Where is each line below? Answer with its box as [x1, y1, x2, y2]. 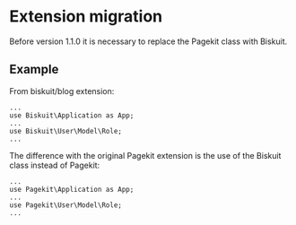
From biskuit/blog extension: [9, 85, 115, 96]
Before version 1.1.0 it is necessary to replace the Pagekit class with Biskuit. [9, 36, 288, 47]
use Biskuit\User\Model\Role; [9, 126, 123, 135]
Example [9, 62, 59, 77]
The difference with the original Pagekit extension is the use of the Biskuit [9, 150, 282, 160]
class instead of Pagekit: [9, 160, 100, 170]
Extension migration [9, 6, 163, 27]
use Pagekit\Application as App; [9, 185, 135, 194]
